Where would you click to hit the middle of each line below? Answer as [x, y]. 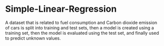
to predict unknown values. [33, 38]
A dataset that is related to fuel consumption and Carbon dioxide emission [81, 23]
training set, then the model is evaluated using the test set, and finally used [82, 33]
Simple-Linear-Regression [61, 9]
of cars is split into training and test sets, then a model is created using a [80, 27]
